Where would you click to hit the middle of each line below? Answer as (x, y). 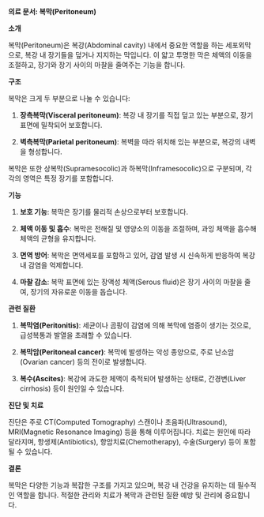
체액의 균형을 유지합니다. (58, 238)
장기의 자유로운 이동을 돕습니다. (79, 292)
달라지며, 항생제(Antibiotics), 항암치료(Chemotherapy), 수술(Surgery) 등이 (125, 442)
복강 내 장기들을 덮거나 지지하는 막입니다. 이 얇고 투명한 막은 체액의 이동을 (139, 55)
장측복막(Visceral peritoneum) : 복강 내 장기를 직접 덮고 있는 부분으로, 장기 (136, 115)
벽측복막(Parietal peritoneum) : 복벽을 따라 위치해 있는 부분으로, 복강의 (130, 142)
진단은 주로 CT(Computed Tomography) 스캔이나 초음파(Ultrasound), (118, 422)
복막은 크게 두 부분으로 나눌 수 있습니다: (69, 98)
